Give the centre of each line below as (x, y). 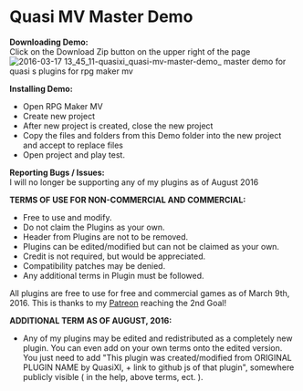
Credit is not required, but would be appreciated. (114, 256)
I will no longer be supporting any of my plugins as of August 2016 (134, 182)
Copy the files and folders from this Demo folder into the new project (152, 135)
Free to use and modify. (67, 217)
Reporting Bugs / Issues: (57, 172)
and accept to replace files (73, 145)
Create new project (59, 116)
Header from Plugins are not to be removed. (105, 237)
